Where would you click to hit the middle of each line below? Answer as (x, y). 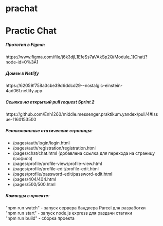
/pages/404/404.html (34, 179)
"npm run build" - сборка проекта (40, 218)
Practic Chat (31, 31)
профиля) (22, 159)
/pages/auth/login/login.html (41, 143)
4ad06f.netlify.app (24, 91)
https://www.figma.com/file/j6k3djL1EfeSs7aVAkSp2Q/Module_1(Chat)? (77, 57)
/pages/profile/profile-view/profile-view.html (57, 164)
